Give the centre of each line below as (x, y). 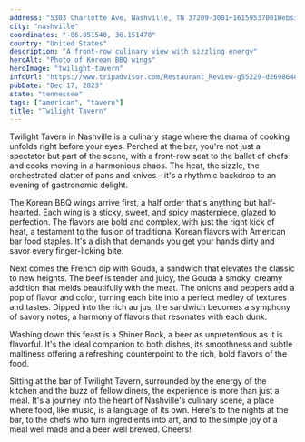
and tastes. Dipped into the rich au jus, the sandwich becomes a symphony (150, 307)
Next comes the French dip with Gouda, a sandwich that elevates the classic (152, 268)
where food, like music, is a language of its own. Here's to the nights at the (149, 410)
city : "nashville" (44, 26)
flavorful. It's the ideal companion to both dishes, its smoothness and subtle (151, 344)
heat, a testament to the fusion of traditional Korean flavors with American (148, 232)
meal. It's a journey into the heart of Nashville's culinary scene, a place (142, 400)
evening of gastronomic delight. (69, 185)
